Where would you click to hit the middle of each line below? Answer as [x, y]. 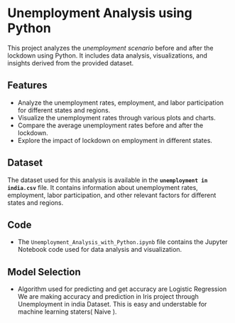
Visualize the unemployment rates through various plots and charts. [117, 117]
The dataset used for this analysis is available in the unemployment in [108, 180]
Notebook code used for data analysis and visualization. [100, 250]
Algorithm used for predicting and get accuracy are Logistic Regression [122, 289]
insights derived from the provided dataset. [70, 63]
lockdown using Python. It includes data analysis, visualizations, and [107, 55]
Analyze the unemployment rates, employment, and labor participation [121, 102]
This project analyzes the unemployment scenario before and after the [110, 48]
